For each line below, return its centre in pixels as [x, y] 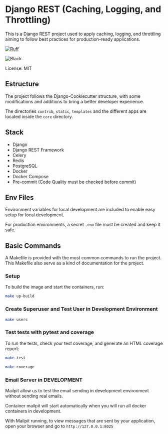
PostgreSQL [25, 166]
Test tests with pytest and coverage [49, 332]
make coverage [20, 367]
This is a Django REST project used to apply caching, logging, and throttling [83, 34]
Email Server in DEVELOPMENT [44, 380]
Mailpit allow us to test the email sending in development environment [77, 390]
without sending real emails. [34, 396]
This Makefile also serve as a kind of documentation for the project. [75, 263]
